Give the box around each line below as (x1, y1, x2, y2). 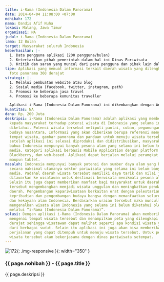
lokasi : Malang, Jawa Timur (5, 25, 62, 30)
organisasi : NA (5, 30, 36, 35)
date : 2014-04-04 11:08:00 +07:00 (5, 12, 76, 17)
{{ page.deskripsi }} (5, 271, 45, 277)
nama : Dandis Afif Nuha (5, 21, 54, 26)
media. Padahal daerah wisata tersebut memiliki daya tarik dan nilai (9, 171, 156, 176)
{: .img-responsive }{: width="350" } (17, 248, 90, 254)
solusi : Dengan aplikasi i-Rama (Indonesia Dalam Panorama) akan (5, 211, 141, 217)
